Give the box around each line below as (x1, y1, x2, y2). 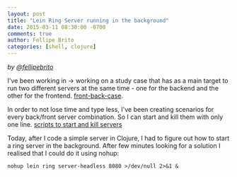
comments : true (7, 30, 52, 38)
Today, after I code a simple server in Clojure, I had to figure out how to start (7, 134, 230, 142)
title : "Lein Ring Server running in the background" (7, 17, 170, 24)
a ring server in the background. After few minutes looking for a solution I (7, 142, 221, 149)
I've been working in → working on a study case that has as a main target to (7, 76, 229, 85)
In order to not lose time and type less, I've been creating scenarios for (7, 105, 214, 113)
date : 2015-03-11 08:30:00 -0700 (7, 23, 106, 30)
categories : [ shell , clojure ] (7, 43, 97, 50)
